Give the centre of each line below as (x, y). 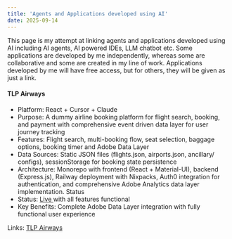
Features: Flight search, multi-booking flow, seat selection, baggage (116, 139)
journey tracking (41, 131)
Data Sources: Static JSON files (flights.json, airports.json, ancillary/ (116, 154)
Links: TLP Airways (35, 227)
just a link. (22, 77)
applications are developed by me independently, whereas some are (106, 55)
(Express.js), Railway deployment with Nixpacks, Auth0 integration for (118, 176)
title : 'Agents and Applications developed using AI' (88, 14)
